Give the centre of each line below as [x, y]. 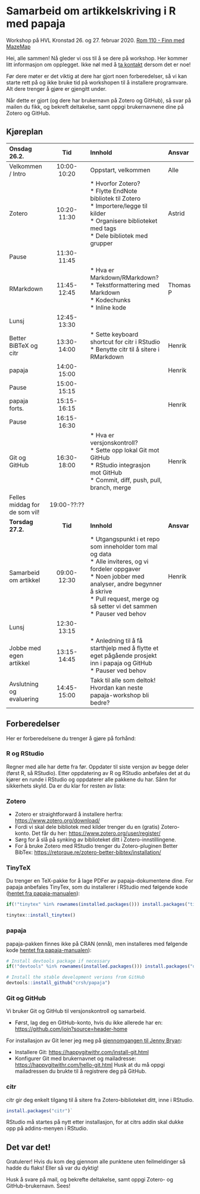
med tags [103, 228]
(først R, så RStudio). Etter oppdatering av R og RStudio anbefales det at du [98, 773]
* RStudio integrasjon [120, 465]
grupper [101, 243]
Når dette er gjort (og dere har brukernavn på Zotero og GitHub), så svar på [99, 100]
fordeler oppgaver [115, 569]
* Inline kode [108, 307]
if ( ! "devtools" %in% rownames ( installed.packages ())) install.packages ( [98, 966]
